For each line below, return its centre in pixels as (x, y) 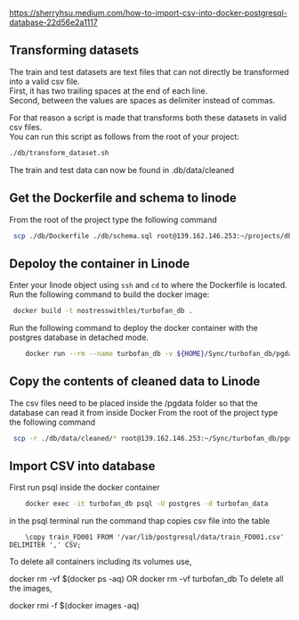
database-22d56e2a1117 (53, 22)
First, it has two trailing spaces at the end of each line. (109, 91)
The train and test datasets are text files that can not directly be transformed (149, 71)
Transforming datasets (74, 50)
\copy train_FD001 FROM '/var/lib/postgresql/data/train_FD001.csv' (155, 537)
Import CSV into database (82, 466)
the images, (31, 589)
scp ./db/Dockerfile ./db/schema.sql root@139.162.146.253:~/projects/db (153, 236)
